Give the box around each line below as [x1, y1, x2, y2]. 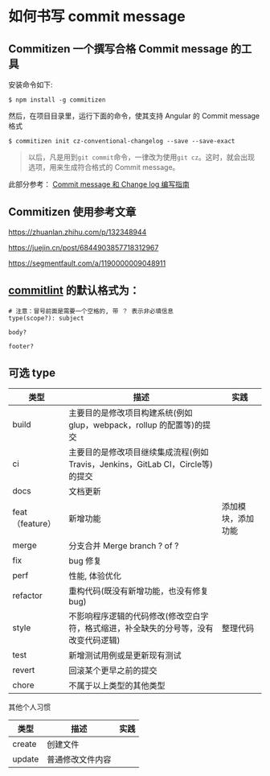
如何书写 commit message [8, 7, 186, 26]
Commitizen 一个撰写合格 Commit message [8, 42, 229, 56]
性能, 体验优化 [67, 571, 122, 582]
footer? [8, 342, 35, 350]
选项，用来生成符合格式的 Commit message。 [27, 163, 180, 171]
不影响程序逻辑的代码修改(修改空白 [67, 611, 201, 622]
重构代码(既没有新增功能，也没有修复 [67, 585, 209, 596]
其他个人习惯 [8, 702, 51, 712]
